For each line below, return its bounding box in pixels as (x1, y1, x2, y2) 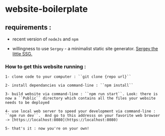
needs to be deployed (5, 100, 50, 105)
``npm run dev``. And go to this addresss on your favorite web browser (5, 113, 161, 118)
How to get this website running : (5, 63, 86, 70)
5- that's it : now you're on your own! (5, 126, 90, 131)
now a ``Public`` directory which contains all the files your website (5, 96, 156, 101)
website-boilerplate (5, 3, 88, 15)
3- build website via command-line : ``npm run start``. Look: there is (5, 92, 158, 97)
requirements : (5, 23, 52, 32)
